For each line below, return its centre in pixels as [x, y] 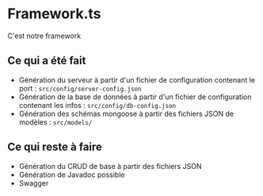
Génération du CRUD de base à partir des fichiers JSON [111, 166]
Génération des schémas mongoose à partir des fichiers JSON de [126, 113]
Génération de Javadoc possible [72, 175]
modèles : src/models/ [55, 122]
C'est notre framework [44, 36]
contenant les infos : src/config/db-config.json [97, 105]
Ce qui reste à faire [55, 147]
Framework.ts [54, 14]
